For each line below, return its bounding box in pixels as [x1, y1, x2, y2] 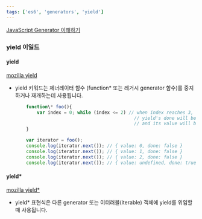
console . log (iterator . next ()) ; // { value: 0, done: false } [26, 143, 183, 149]
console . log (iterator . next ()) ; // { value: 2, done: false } [26, 154, 183, 160]
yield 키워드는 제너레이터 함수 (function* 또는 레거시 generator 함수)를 [14, 84, 183, 91]
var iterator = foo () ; [26, 137, 83, 143]
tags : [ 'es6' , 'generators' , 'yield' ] [6, 8, 104, 15]
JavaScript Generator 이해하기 [6, 26, 80, 33]
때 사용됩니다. [14, 206, 48, 214]
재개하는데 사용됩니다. [31, 91, 83, 99]
